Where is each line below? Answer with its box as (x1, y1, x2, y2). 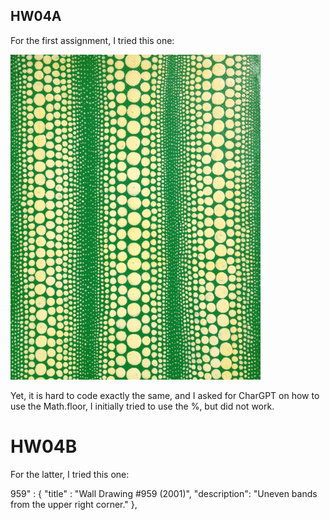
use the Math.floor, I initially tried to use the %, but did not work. (10, 400, 275, 412)
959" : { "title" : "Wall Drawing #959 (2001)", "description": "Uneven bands (10, 487, 318, 499)
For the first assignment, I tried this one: (10, 34, 175, 46)
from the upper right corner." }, (10, 498, 138, 510)
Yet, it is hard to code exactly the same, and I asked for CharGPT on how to (10, 389, 320, 401)
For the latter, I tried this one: (10, 468, 130, 480)
